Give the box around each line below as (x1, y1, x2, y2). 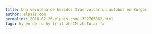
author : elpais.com (5, 12, 46, 17)
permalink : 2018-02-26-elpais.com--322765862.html (5, 16, 114, 21)
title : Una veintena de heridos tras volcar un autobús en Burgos (5, 7, 147, 12)
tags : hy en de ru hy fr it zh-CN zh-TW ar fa (5, 21, 105, 26)
